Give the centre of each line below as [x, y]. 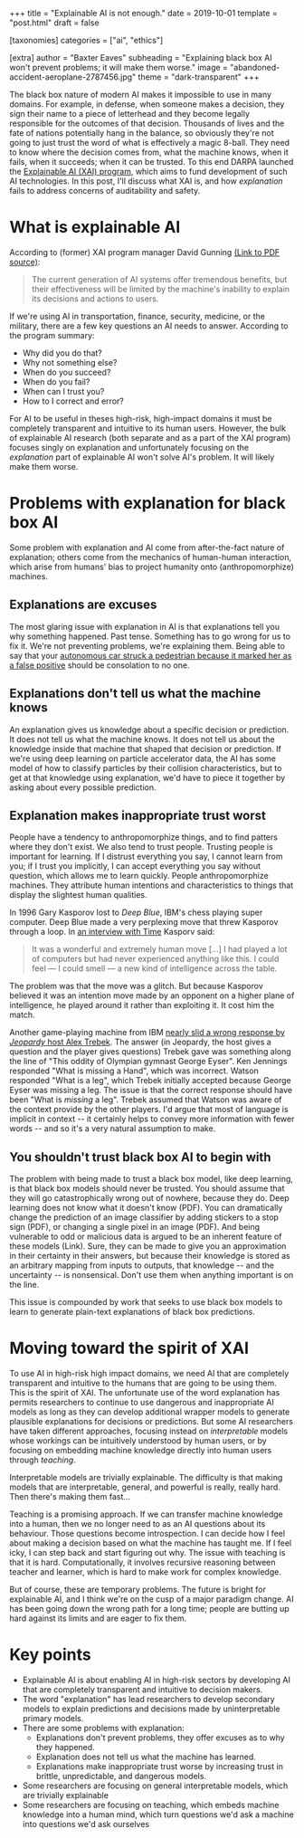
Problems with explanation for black [148, 504]
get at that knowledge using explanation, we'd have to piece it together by [147, 777]
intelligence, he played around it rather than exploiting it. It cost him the [142, 1005]
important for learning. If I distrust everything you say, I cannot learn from [146, 857]
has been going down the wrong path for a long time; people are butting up [149, 1609]
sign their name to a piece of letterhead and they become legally [130, 114]
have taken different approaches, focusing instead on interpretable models [148, 1431]
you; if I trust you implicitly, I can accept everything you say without [135, 866]
